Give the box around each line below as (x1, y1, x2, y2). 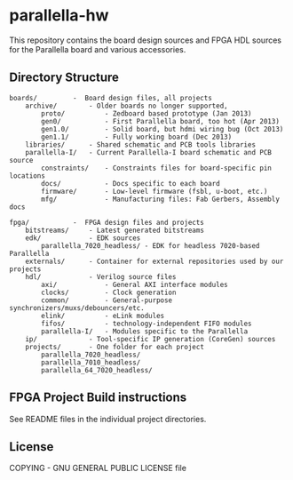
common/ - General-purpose (41, 295, 173, 305)
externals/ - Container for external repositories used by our (25, 257, 284, 266)
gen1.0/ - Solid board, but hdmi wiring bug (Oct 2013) (41, 124, 284, 133)
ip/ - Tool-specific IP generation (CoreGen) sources (25, 334, 276, 343)
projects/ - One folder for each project (25, 342, 204, 351)
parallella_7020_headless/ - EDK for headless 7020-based (41, 241, 260, 250)
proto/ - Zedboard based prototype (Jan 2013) (41, 108, 252, 118)
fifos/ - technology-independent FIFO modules (41, 319, 252, 328)
